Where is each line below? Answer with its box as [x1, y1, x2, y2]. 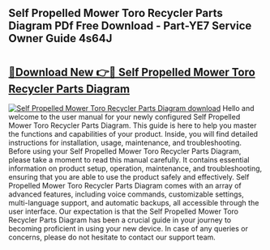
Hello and [222, 104, 255, 112]
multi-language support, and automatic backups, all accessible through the [8, 198, 259, 207]
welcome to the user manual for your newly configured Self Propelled [8, 112, 241, 121]
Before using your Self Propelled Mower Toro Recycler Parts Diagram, [8, 146, 242, 156]
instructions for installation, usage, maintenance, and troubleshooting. [8, 138, 242, 147]
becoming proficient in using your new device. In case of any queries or [8, 224, 249, 233]
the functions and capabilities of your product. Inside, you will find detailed [8, 129, 258, 138]
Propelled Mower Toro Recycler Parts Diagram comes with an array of [8, 181, 242, 190]
